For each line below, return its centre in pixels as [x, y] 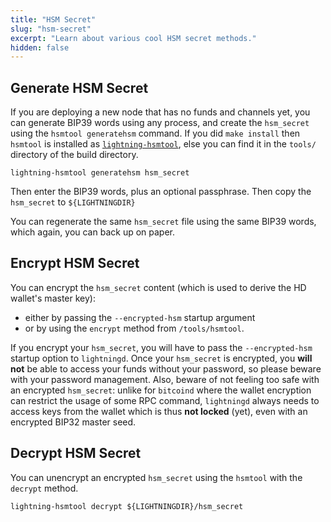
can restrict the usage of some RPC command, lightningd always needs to [165, 400]
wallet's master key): [53, 298]
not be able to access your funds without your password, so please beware [166, 368]
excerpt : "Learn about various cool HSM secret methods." [133, 38]
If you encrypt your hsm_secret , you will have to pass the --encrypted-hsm [161, 347]
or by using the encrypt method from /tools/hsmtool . [134, 328]
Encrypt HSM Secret [75, 263]
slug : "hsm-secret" [51, 29]
